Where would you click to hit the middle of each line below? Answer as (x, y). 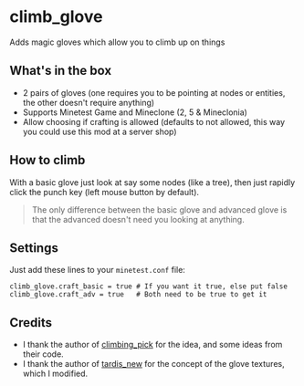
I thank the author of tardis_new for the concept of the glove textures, (153, 364)
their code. (43, 354)
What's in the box (61, 71)
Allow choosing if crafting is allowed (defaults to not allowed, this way (154, 121)
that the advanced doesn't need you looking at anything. (138, 219)
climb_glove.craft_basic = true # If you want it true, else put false (148, 287)
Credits (31, 323)
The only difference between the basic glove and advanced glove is (159, 209)
